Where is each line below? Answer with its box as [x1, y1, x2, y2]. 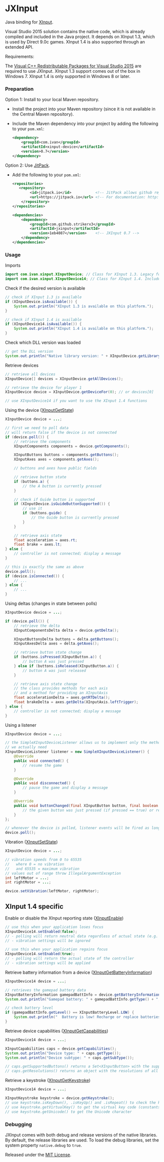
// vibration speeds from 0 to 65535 [5, 857, 82, 862]
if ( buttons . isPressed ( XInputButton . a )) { [14, 655, 102, 660]
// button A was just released [22, 668, 86, 673]
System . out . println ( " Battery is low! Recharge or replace [14, 1015, 139, 1020]
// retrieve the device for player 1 [5, 385, 82, 390]
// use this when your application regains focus [5, 947, 108, 952]
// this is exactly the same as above [5, 564, 84, 569]
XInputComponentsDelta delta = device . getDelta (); [14, 628, 119, 633]
